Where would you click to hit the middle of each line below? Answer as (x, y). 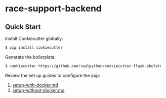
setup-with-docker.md (35, 85)
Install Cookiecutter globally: (34, 38)
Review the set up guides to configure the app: (53, 75)
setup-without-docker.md (39, 90)
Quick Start (23, 27)
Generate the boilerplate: (30, 57)
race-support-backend (53, 9)
